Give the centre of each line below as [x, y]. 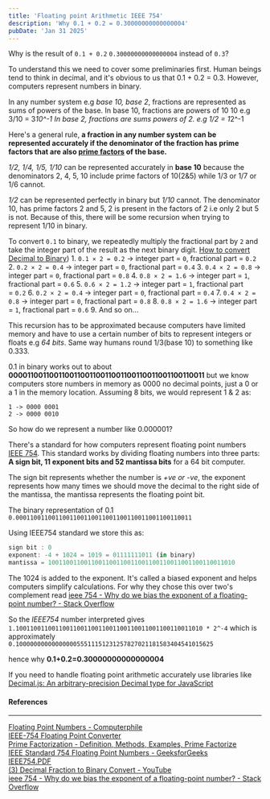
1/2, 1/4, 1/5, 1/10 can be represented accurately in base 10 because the [127, 168]
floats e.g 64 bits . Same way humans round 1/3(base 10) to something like [131, 342]
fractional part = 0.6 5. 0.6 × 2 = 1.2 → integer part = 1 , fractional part [126, 284]
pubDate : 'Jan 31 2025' [48, 31]
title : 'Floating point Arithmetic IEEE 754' [86, 16]
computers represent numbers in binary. [75, 86]
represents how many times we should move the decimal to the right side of [134, 486]
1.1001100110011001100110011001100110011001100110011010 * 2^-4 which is [133, 628]
